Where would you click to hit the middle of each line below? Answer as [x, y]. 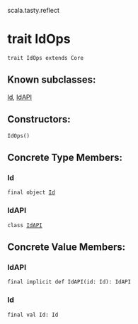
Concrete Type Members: [65, 157]
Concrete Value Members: [67, 247]
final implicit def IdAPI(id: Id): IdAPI [69, 282]
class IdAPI [25, 225]
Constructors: [39, 119]
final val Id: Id [33, 315]
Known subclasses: [52, 80]
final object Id [31, 193]
